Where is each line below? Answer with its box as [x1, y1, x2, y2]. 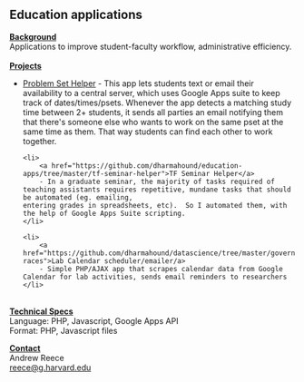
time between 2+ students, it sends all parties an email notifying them [22, 106, 284, 117]
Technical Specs [9, 306, 74, 317]
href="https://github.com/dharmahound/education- [51, 161, 243, 171]
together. [22, 135, 57, 146]
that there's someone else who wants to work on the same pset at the [22, 116, 284, 127]
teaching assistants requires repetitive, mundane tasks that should [22, 185, 292, 194]
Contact [9, 342, 41, 353]
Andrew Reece [9, 352, 65, 363]
